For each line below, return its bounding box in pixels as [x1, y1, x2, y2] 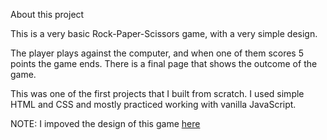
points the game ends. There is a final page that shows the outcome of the [10, 58, 318, 69]
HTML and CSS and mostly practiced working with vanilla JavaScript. [10, 99, 297, 110]
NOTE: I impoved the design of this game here [10, 118, 201, 129]
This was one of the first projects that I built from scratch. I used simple [10, 88, 305, 99]
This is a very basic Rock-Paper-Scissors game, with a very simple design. [10, 28, 318, 39]
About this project [10, 9, 85, 20]
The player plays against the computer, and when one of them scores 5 [10, 47, 304, 59]
